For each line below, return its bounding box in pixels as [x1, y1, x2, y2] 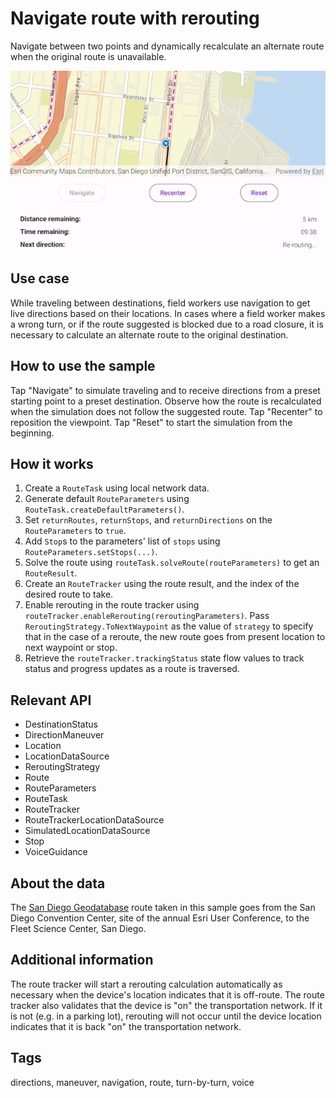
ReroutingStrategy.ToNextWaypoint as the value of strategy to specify [24, 620, 314, 632]
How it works [10, 455, 94, 472]
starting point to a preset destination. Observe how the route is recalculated [10, 395, 322, 407]
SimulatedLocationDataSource [24, 825, 151, 837]
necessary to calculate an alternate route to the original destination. [10, 328, 289, 341]
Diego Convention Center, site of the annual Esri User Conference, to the [10, 912, 310, 924]
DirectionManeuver [24, 729, 105, 741]
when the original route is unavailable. [10, 50, 167, 62]
